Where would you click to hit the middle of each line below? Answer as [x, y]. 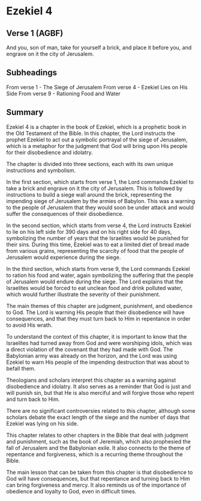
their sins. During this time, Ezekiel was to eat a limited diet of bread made [98, 245]
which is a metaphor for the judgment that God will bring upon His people [97, 146]
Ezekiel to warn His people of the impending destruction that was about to [98, 362]
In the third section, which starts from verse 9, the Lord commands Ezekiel [98, 268]
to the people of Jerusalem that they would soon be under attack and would [100, 207]
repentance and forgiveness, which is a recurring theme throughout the [94, 454]
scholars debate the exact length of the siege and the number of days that [98, 417]
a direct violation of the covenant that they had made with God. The [89, 349]
